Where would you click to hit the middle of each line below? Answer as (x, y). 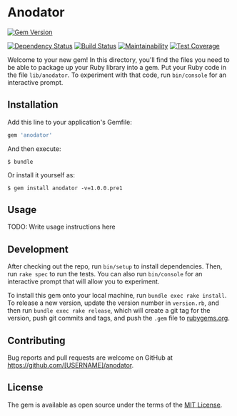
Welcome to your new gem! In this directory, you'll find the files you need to (118, 59)
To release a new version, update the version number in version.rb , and (114, 303)
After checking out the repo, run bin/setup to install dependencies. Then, (115, 266)
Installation (33, 105)
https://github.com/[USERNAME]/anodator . (71, 365)
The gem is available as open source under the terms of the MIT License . (115, 405)
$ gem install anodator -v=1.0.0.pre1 (65, 188)
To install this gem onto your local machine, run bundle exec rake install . (117, 296)
